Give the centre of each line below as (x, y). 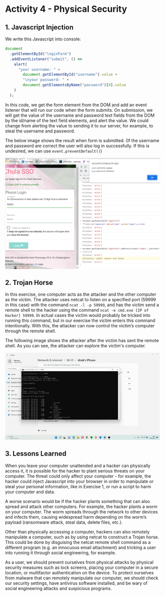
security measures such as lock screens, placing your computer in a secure (82, 567)
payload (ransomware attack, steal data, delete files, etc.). (64, 522)
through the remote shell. (31, 331)
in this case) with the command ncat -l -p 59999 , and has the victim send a (82, 305)
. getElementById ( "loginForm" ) (40, 54)
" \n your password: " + (46, 80)
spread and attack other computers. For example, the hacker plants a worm (82, 506)
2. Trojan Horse (29, 282)
